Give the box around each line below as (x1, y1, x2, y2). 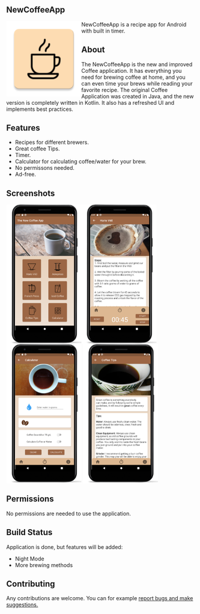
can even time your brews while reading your (81, 79, 193, 87)
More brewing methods (14, 561, 73, 568)
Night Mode (14, 555, 44, 562)
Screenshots (6, 188, 55, 198)
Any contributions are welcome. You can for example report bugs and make (6, 595, 193, 602)
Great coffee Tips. (14, 145, 60, 152)
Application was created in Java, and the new (81, 93, 194, 100)
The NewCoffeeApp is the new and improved (81, 60, 193, 68)
